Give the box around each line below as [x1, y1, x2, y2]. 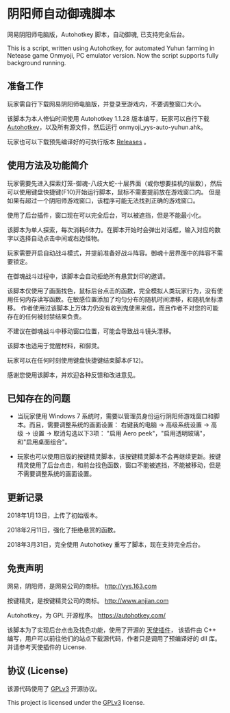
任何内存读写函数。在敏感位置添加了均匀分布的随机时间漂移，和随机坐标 [12, 295, 217, 303]
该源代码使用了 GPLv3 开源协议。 [7, 684, 101, 692]
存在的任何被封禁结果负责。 [7, 312, 86, 320]
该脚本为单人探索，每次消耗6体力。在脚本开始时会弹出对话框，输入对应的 [7, 225, 215, 234]
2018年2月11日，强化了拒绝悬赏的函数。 [7, 526, 120, 534]
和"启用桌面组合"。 [16, 438, 71, 446]
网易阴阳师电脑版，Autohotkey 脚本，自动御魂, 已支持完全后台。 [7, 30, 189, 38]
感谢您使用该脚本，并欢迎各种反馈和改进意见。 [7, 370, 139, 378]
